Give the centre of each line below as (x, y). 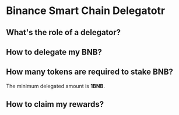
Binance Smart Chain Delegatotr (85, 11)
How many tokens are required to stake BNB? (90, 72)
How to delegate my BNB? (54, 52)
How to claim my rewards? (55, 104)
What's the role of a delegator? (64, 32)
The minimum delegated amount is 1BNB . (55, 86)
